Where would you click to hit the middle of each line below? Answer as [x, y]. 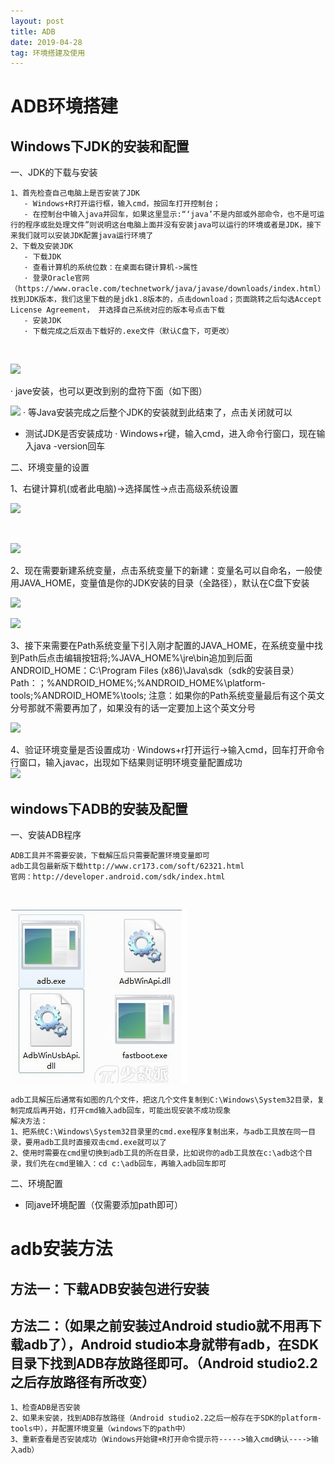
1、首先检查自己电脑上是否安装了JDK [75, 193]
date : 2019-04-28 [46, 42]
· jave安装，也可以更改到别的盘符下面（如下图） [109, 391]
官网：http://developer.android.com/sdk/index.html [118, 877]
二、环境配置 [36, 1184]
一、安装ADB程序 [46, 835]
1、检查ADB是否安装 [45, 1408]
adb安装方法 [61, 1249]
